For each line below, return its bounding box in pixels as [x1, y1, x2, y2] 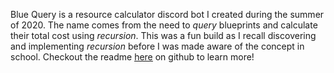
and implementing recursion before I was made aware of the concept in [10, 40, 305, 52]
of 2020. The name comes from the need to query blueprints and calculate [10, 19, 318, 31]
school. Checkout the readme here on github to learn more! [10, 51, 255, 63]
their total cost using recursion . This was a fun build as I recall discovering [10, 30, 317, 41]
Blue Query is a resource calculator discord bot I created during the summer [10, 9, 325, 20]
